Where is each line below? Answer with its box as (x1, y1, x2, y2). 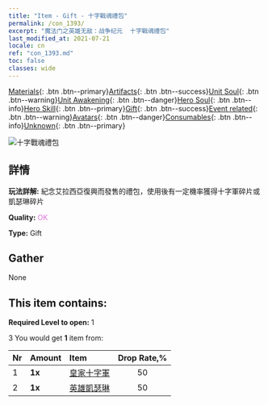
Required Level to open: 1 (8, 318, 94, 328)
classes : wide (8, 65, 57, 73)
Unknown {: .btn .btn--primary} (23, 120, 126, 130)
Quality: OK (8, 212, 48, 222)
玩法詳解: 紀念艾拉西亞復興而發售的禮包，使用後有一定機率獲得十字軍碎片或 (8, 186, 261, 196)
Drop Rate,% (117, 353, 168, 364)
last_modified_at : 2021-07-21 (8, 34, 111, 43)
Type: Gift (8, 228, 42, 238)
